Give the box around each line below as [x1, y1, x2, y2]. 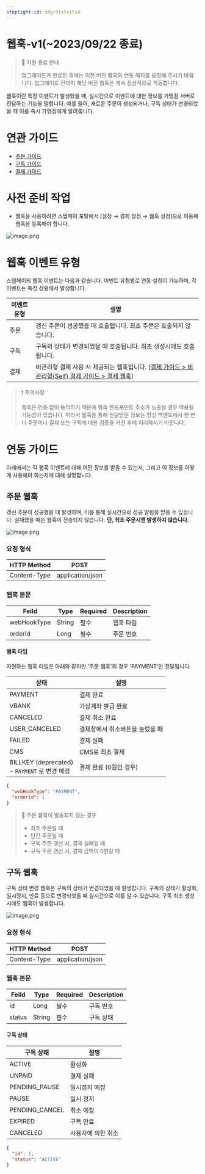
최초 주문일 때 [30, 825, 63, 832]
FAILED [9, 736, 31, 744]
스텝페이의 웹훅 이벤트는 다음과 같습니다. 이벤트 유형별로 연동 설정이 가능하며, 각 [6, 277, 197, 284]
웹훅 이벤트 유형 [6, 256, 81, 269]
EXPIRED [9, 1117, 35, 1126]
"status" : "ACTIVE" [12, 1156, 62, 1162]
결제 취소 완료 [79, 713, 117, 722]
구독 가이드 [15, 160, 42, 167]
